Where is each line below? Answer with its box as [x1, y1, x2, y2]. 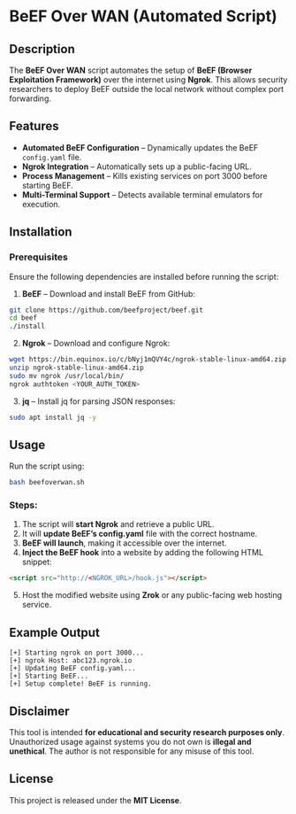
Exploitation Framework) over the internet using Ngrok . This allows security [9, 74, 288, 85]
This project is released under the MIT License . [9, 795, 182, 805]
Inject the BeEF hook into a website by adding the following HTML [21, 547, 263, 558]
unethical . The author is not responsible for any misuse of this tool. [9, 746, 254, 756]
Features [9, 119, 59, 134]
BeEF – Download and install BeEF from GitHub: [21, 288, 196, 298]
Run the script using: [9, 461, 85, 471]
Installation [9, 224, 72, 240]
